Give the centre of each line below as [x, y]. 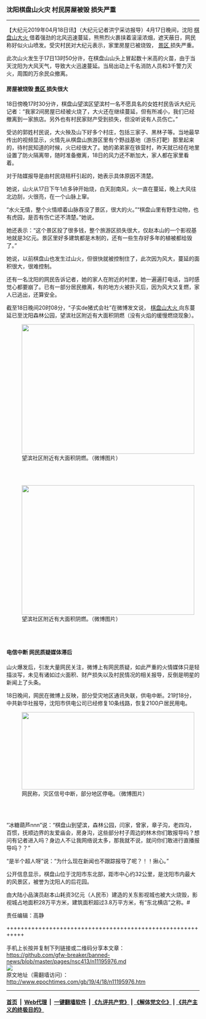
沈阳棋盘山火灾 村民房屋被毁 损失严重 [61, 9]
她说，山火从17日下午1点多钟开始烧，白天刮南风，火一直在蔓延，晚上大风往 [101, 189]
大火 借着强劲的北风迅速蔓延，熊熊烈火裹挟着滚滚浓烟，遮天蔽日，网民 [106, 37]
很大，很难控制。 [33, 266]
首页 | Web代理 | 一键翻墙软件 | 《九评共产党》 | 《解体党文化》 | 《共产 [99, 1002]
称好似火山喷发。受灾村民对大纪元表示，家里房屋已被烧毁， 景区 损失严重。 [102, 45]
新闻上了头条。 [25, 682]
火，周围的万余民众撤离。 [39, 74]
